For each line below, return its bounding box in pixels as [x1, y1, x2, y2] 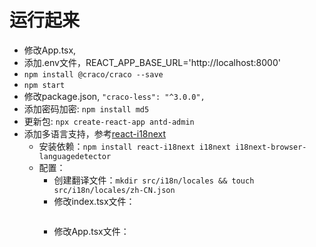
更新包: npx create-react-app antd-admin [23, 115, 195, 127]
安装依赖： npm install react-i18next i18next [38, 140, 231, 152]
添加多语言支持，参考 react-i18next [23, 127, 167, 140]
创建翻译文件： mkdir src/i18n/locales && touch [53, 174, 255, 186]
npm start [23, 80, 66, 90]
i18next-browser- [234, 142, 307, 152]
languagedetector [38, 151, 112, 161]
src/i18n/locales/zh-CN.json [53, 185, 176, 195]
